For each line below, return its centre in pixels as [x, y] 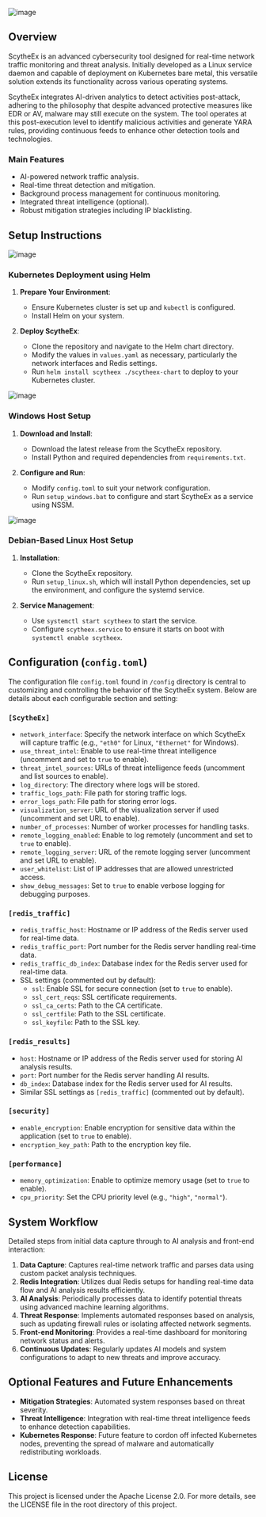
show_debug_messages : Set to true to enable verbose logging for [122, 885]
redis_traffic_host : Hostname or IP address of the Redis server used [134, 930]
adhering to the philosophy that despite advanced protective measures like [130, 105]
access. [32, 877]
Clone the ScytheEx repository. [82, 573]
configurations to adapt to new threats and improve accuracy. [120, 1357]
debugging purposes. [55, 894]
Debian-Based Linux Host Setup [71, 540]
